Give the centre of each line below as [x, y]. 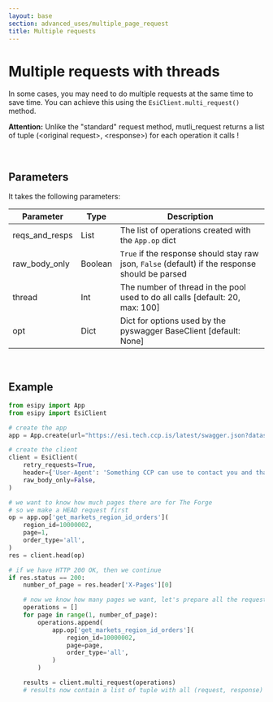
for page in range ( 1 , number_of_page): [91, 615]
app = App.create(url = [47, 435]
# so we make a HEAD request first [69, 510]
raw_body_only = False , [59, 480]
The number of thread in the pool [183, 287]
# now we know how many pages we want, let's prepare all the [130, 600]
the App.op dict [148, 241]
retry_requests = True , [59, 465]
